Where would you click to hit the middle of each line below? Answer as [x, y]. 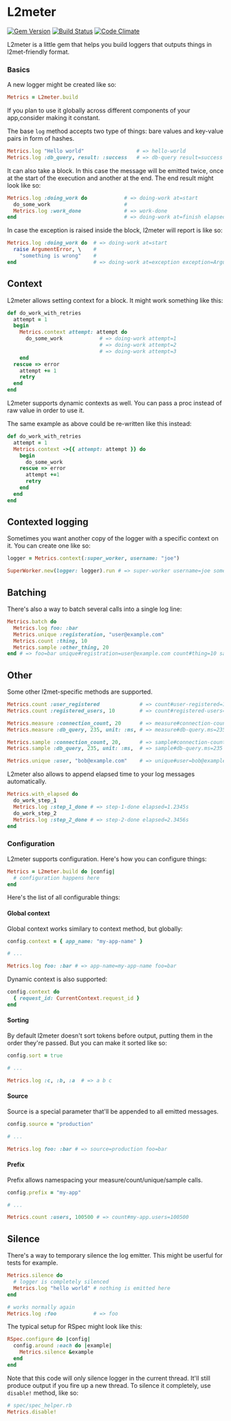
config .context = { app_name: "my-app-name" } [75, 941]
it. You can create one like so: [49, 546]
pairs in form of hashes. [41, 139]
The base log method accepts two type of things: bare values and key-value [115, 131]
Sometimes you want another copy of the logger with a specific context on [113, 538]
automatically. [27, 782]
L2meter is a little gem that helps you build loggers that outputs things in [109, 44]
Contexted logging [48, 522]
